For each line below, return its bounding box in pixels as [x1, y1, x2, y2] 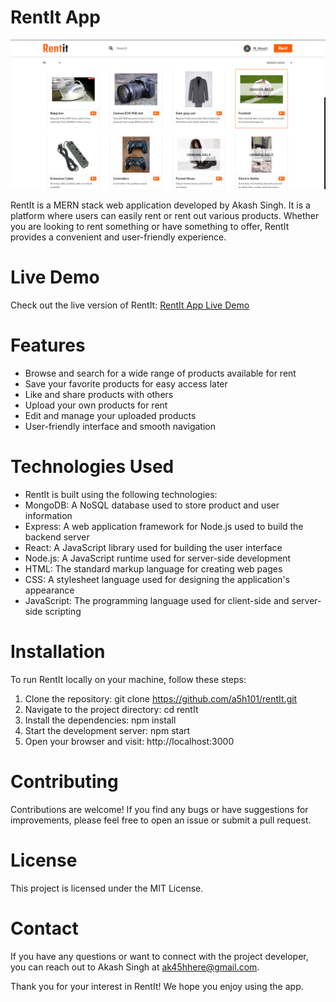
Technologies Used [10, 456, 175, 478]
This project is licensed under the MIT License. [10, 882, 204, 894]
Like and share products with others [24, 389, 174, 401]
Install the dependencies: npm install [24, 714, 177, 726]
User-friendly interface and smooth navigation [24, 421, 217, 433]
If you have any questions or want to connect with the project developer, [10, 950, 309, 962]
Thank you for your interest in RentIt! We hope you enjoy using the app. [10, 980, 304, 992]
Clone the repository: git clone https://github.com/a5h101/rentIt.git [24, 692, 298, 705]
